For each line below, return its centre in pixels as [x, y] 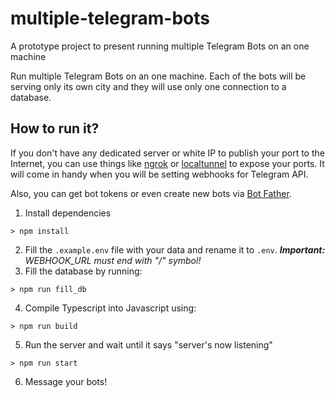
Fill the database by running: [83, 271]
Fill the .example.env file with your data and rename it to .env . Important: [175, 249]
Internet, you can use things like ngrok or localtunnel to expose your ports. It [167, 163]
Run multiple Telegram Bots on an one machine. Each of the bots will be [158, 76]
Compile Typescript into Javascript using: [110, 308]
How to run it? [55, 128]
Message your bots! [66, 381]
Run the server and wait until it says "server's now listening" [148, 344]
